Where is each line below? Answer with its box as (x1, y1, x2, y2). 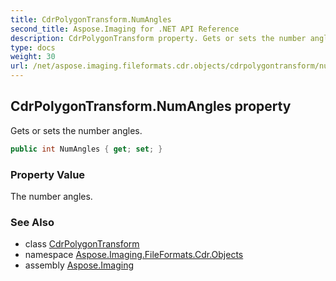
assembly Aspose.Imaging (24, 259, 135, 271)
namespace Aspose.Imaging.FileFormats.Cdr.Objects (24, 249, 244, 261)
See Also (10, 215, 55, 229)
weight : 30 (10, 52, 56, 62)
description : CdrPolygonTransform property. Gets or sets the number (10, 33, 307, 43)
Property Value (10, 167, 86, 181)
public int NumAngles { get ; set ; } (10, 144, 163, 154)
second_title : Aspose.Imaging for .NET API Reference (10, 24, 240, 34)
